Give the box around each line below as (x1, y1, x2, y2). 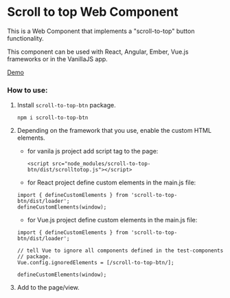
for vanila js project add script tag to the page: (27, 147, 159, 156)
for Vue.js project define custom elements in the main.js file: (27, 216, 198, 224)
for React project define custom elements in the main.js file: (27, 178, 196, 187)
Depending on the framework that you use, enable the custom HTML (16, 127, 211, 135)
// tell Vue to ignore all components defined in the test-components (16, 247, 224, 255)
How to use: (7, 85, 48, 95)
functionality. (7, 34, 45, 42)
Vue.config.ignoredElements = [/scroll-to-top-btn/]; (16, 259, 174, 266)
